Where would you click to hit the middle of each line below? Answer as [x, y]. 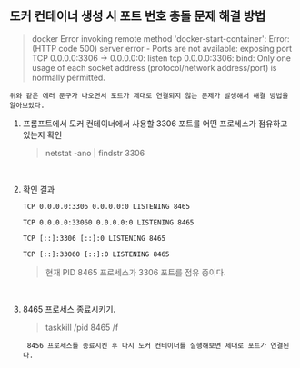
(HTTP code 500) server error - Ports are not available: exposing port [162, 48]
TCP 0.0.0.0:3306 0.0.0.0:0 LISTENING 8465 [106, 206]
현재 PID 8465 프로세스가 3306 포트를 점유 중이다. [135, 272]
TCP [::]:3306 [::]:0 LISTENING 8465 [94, 238]
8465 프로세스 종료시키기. [69, 309]
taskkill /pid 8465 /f [82, 327]
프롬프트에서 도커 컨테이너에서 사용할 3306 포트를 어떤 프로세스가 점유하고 [155, 123]
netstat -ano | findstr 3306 [95, 153]
